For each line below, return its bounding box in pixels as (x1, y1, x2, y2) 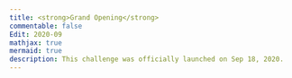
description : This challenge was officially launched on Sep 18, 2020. (9, 55, 284, 64)
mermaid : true (9, 47, 63, 56)
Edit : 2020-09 (9, 30, 63, 39)
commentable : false (9, 22, 83, 30)
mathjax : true (9, 38, 63, 48)
